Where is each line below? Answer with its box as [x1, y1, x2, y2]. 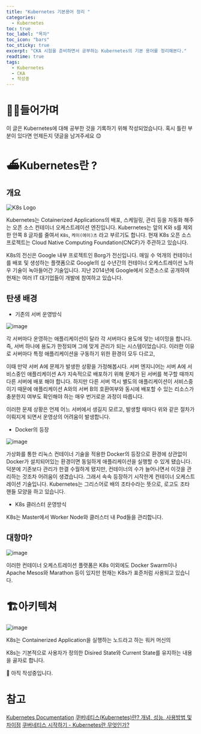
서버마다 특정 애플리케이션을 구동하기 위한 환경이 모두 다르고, [12, 350, 155, 357]
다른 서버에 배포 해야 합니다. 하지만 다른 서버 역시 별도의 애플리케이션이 [6, 378, 173, 385]
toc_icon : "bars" [6, 37, 50, 43]
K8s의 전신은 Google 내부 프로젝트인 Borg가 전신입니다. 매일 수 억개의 [6, 252, 172, 259]
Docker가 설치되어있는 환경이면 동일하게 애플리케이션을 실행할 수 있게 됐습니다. [6, 457, 192, 465]
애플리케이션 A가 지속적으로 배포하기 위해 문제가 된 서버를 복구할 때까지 [26, 370, 194, 378]
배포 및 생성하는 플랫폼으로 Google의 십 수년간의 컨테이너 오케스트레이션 [12, 259, 183, 266]
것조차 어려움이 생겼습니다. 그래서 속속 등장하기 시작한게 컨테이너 [22, 473, 175, 480]
